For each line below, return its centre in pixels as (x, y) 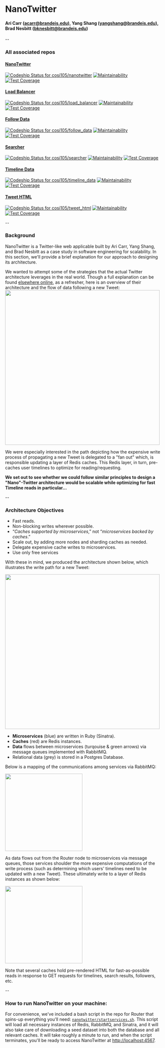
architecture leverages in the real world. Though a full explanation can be (80, 277)
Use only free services (35, 553)
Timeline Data (20, 169)
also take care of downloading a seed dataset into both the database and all (82, 1030)
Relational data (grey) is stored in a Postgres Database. (68, 757)
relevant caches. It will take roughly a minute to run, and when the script (79, 1035)
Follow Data (18, 119)
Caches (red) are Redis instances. (47, 741)
